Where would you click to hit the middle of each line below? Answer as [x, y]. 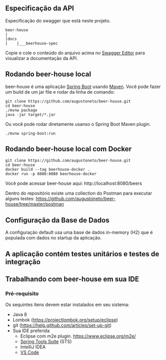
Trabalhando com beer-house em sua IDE [72, 279]
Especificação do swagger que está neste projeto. [58, 20]
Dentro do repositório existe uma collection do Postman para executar [79, 193]
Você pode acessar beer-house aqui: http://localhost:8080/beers [74, 183]
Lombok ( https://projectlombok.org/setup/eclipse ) [65, 320]
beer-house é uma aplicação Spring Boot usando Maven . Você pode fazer [83, 87]
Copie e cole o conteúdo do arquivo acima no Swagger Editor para [75, 52]
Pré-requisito [22, 293]
